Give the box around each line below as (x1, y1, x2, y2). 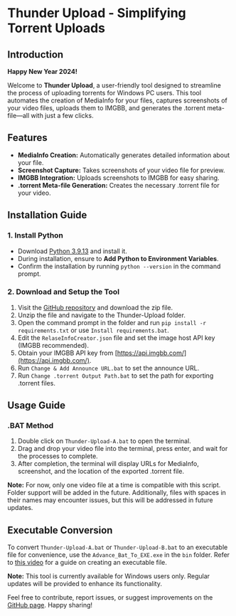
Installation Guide (7, 209, 87, 221)
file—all (7, 112, 30, 120)
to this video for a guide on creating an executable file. (7, 558, 167, 567)
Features (7, 132, 48, 144)
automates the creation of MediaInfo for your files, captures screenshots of (7, 96, 227, 105)
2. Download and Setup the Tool (7, 287, 119, 297)
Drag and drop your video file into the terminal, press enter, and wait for (17, 445, 228, 453)
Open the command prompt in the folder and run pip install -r (17, 318, 207, 326)
